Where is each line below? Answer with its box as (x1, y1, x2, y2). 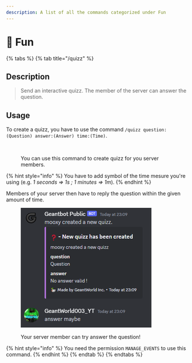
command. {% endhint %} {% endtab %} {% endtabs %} (6, 351, 143, 358)
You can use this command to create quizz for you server (20, 155, 159, 162)
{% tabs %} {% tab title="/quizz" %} (6, 54, 94, 61)
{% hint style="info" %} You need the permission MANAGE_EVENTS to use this (6, 345, 186, 352)
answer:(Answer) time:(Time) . (35, 132, 108, 139)
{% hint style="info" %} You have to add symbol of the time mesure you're (6, 173, 186, 180)
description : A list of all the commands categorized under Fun (6, 9, 166, 15)
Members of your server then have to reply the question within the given (6, 190, 181, 197)
